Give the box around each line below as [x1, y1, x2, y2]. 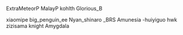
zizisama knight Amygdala [6, 23, 69, 29]
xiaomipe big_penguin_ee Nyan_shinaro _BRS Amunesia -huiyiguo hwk [6, 16, 178, 23]
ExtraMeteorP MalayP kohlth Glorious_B [6, 5, 103, 12]
